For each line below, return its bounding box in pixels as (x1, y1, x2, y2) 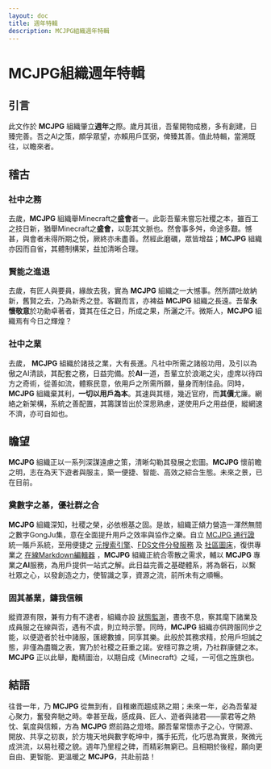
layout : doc (8, 11, 48, 20)
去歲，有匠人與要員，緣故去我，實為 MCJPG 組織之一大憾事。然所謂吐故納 (8, 286, 258, 295)
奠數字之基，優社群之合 (8, 499, 99, 511)
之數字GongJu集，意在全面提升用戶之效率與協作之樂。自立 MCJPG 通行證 (8, 529, 256, 539)
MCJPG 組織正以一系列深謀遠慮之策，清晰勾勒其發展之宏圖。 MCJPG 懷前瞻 (8, 458, 262, 467)
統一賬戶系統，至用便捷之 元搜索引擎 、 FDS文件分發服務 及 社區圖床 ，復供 (8, 540, 255, 550)
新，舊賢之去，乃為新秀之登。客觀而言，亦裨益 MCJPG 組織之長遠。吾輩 (8, 296, 251, 306)
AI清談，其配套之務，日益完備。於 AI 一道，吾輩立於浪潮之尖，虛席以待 (22, 368, 256, 378)
